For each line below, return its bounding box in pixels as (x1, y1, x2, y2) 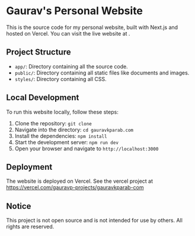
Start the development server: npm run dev (14, 138, 119, 146)
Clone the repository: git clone (14, 119, 92, 127)
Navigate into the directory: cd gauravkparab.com (14, 126, 134, 133)
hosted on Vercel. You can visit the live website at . (6, 30, 130, 37)
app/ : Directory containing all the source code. (14, 63, 129, 70)
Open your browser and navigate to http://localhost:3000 (14, 145, 159, 152)
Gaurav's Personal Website (6, 4, 143, 18)
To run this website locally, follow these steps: (6, 108, 119, 115)
